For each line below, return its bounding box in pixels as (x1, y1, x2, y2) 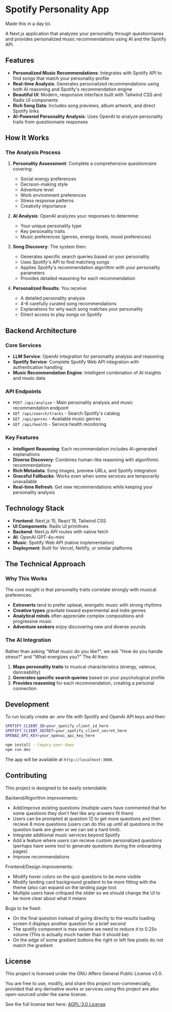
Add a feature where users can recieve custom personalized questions (12, 837, 162, 843)
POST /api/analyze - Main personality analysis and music (12, 399, 133, 405)
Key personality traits (20, 228, 66, 234)
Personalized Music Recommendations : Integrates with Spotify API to (12, 70, 162, 76)
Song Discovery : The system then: (12, 244, 87, 250)
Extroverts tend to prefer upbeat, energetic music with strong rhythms (12, 602, 162, 608)
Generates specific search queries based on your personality (20, 253, 149, 260)
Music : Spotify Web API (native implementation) (12, 539, 115, 546)
